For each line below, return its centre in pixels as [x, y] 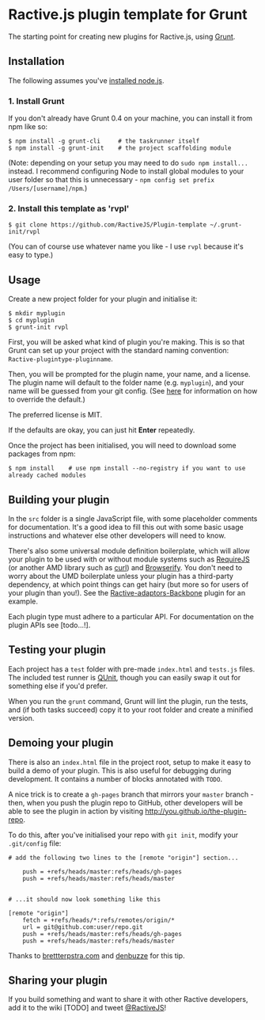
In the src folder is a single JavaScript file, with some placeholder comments [133, 518]
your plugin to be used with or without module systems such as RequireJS [129, 559]
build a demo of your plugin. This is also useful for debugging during [120, 771]
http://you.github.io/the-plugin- [196, 811]
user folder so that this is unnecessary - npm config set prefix [112, 180]
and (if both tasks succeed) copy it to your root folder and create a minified [131, 710]
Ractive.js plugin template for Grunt [128, 15]
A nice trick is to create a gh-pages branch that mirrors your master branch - [131, 794]
